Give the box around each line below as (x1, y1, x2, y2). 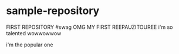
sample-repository (6, 4, 100, 18)
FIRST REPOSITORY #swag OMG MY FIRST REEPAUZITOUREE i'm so (6, 23, 173, 31)
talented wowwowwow (6, 29, 62, 36)
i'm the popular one (6, 41, 53, 48)
